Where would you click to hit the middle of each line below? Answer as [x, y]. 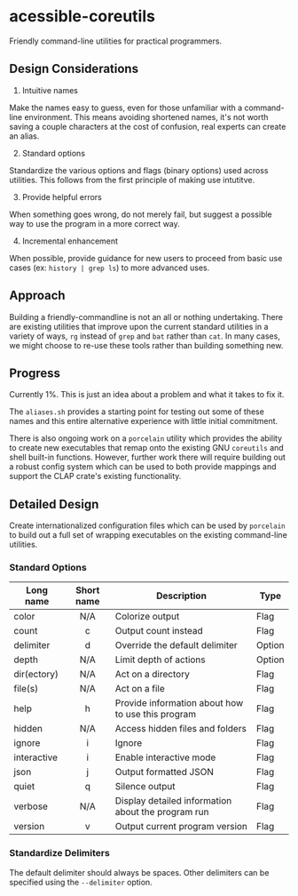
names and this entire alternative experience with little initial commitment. [144, 421]
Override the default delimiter [176, 645]
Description [181, 596]
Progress [35, 373]
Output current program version [181, 827]
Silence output [145, 787]
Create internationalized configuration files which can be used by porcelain [147, 525]
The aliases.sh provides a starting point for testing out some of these [137, 412]
